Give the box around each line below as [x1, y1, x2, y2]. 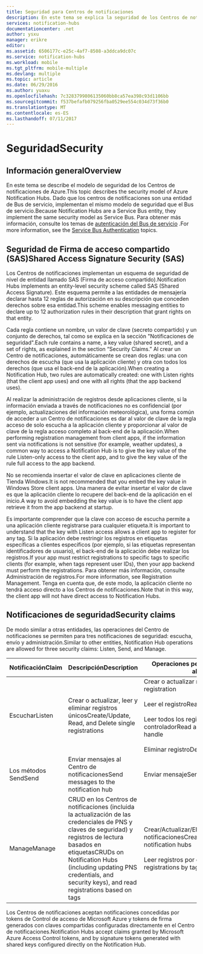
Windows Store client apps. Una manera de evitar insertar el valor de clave [6, 485, 192, 492]
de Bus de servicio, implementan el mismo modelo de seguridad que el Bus [6, 201, 194, 208]
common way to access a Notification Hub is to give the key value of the [6, 447, 187, 454]
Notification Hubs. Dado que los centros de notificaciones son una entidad [6, 195, 192, 202]
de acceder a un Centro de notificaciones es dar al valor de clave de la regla [6, 415, 196, 422]
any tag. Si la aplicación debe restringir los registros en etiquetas [6, 535, 168, 542]
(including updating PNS [68, 863, 138, 871]
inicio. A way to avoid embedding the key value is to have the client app [6, 497, 183, 504]
